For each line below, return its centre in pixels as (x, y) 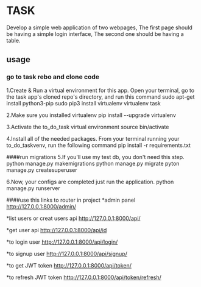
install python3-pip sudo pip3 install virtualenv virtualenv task (84, 103)
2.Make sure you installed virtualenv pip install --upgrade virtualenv (91, 115)
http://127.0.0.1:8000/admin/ (41, 206)
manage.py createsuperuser (42, 170)
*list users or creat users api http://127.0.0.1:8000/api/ (74, 218)
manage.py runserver (33, 188)
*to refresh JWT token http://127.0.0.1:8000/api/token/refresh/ (84, 277)
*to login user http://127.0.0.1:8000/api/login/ (62, 242)
